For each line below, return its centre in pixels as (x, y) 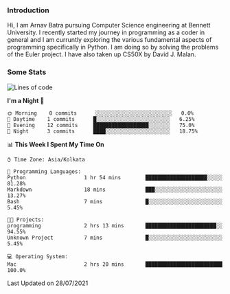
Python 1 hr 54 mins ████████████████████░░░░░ (115, 177)
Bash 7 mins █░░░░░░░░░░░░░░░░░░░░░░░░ (115, 201)
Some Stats (27, 72)
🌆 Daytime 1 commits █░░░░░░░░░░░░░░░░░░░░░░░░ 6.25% (101, 119)
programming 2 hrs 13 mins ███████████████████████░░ (115, 225)
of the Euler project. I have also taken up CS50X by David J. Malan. (102, 54)
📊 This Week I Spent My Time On (56, 144)
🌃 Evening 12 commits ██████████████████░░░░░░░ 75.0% (101, 125)
